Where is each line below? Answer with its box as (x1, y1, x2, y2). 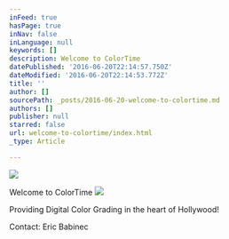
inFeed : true (9, 12, 58, 22)
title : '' (9, 79, 46, 88)
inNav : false (9, 29, 58, 38)
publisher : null (9, 112, 69, 121)
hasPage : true (9, 21, 62, 30)
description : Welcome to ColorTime (9, 54, 141, 63)
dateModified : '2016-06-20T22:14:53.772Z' (9, 71, 169, 80)
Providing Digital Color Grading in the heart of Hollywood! (9, 203, 219, 214)
